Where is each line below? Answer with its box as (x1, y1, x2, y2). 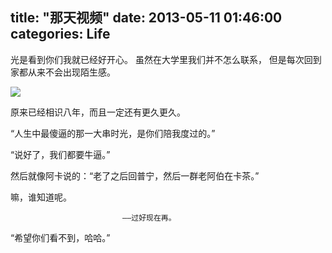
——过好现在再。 (121, 213, 177, 223)
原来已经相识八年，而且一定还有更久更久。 (10, 106, 186, 118)
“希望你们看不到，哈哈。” (10, 231, 111, 243)
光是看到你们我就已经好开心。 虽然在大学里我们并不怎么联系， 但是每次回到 (10, 53, 322, 65)
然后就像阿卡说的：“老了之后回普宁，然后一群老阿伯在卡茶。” (10, 169, 260, 182)
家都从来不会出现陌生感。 (10, 66, 116, 78)
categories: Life (10, 26, 111, 43)
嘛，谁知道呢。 (10, 191, 72, 203)
